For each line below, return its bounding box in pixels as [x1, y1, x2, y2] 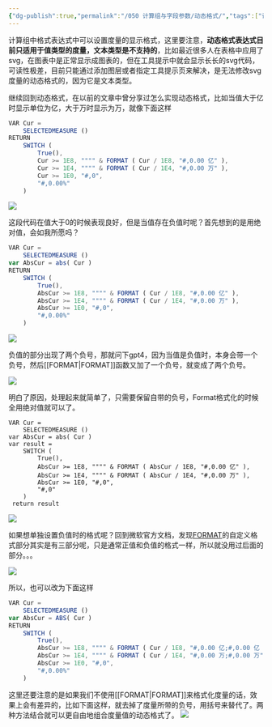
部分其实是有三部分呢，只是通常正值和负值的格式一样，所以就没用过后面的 [15, 540, 264, 550]
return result [11, 500, 60, 508]
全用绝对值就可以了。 [8, 402, 79, 412]
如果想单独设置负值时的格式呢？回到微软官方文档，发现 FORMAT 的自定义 [8, 530, 251, 539]
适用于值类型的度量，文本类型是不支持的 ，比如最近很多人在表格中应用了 [22, 45, 264, 55]
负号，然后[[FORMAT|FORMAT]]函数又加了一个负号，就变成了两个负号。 [8, 360, 251, 369]
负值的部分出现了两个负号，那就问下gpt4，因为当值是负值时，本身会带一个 [8, 350, 258, 359]
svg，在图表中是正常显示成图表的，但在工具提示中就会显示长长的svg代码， [8, 55, 260, 65]
